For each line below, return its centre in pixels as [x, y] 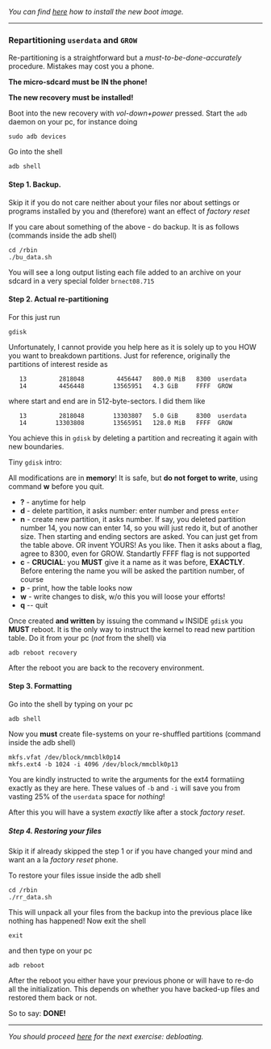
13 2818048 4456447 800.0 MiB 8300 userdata [133, 379]
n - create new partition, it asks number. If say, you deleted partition [133, 519]
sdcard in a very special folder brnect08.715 [81, 280]
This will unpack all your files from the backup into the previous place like [130, 912]
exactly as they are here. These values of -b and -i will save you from [124, 788]
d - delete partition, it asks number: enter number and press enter [129, 510]
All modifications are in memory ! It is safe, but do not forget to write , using [133, 478]
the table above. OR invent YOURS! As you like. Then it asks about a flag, [141, 545]
